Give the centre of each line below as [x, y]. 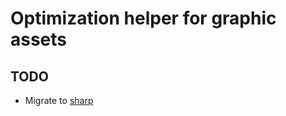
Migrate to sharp [59, 100]
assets [39, 39]
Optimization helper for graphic [143, 18]
